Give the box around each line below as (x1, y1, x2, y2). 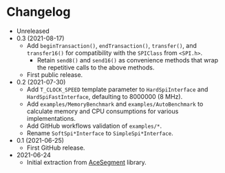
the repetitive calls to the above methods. (36, 63, 155, 71)
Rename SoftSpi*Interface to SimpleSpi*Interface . (26, 128, 173, 137)
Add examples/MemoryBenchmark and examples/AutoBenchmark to (26, 100, 204, 108)
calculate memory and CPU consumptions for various (26, 107, 179, 115)
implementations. (26, 114, 76, 122)
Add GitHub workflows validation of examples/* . (26, 122, 162, 130)
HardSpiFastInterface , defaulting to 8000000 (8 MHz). (26, 92, 183, 100)
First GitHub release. (26, 143, 85, 152)
